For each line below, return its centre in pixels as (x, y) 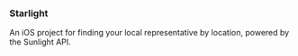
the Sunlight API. (41, 42)
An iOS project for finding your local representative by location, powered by (149, 33)
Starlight (29, 13)
